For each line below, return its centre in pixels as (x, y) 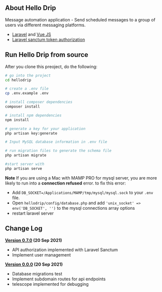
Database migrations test (37, 274)
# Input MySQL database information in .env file (56, 142)
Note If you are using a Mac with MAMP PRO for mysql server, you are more (81, 178)
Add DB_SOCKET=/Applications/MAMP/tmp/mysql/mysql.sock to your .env (83, 192)
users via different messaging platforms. (45, 25)
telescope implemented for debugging (50, 284)
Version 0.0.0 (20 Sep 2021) (34, 264)
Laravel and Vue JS (32, 34)
